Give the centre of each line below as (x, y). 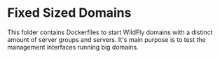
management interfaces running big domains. (73, 47)
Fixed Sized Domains (69, 13)
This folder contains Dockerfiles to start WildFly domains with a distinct (110, 32)
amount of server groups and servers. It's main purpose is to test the (106, 39)
